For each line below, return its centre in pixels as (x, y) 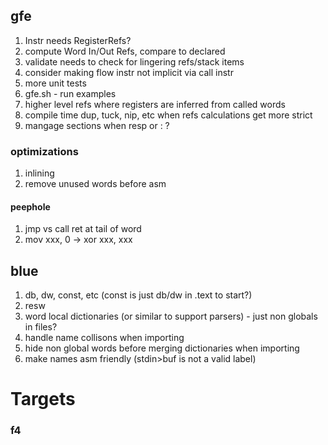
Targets (43, 399)
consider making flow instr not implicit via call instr (129, 72)
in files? (41, 327)
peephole (30, 206)
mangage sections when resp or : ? (97, 125)
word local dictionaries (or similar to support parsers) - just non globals (171, 316)
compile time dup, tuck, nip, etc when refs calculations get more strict (168, 115)
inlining (39, 173)
